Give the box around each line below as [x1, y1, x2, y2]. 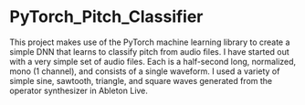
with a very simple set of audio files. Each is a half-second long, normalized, [9, 56, 297, 67]
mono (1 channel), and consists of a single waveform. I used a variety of [9, 66, 280, 77]
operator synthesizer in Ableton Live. [9, 85, 149, 96]
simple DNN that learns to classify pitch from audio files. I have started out [9, 46, 289, 57]
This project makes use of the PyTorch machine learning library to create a [9, 37, 290, 47]
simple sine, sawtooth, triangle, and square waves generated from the [9, 75, 273, 86]
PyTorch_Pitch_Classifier [9, 6, 204, 27]
